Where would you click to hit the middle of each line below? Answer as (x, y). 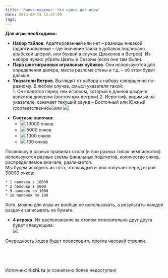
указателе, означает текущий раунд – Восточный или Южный (79, 102)
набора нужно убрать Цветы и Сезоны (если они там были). (77, 59)
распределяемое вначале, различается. (49, 162)
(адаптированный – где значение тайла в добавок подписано (79, 49)
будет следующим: (33, 225)
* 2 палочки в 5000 (26, 187)
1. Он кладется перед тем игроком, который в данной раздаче (80, 92)
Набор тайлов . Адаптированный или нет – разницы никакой (77, 43)
